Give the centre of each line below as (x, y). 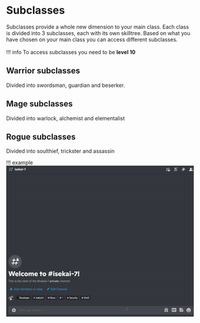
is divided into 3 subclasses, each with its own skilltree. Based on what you (98, 33)
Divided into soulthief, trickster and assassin (60, 151)
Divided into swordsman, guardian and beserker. (65, 85)
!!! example (20, 163)
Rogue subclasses (41, 137)
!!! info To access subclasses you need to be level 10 (71, 52)
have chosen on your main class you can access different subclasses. (92, 39)
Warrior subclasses (43, 71)
